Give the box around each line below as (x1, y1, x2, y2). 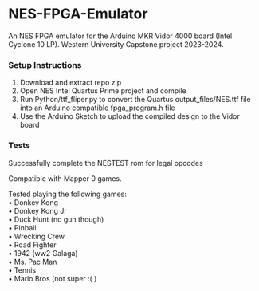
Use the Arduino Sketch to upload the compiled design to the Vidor (19, 112, 241, 121)
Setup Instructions (8, 59, 82, 70)
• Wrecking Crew (8, 231, 65, 241)
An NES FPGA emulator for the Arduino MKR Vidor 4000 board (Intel (8, 31, 233, 41)
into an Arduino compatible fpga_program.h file (19, 103, 175, 112)
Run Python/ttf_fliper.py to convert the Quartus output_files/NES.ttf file (19, 95, 251, 104)
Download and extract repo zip (19, 77, 122, 88)
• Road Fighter (8, 240, 57, 250)
